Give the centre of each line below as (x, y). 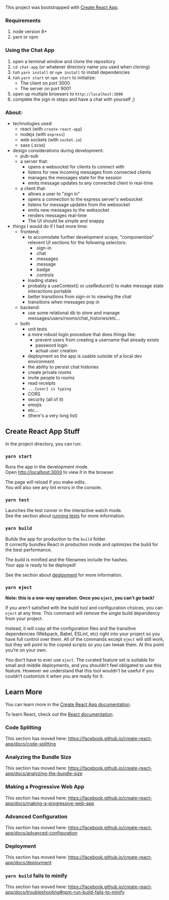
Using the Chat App (30, 50)
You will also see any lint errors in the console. (54, 487)
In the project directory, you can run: (43, 444)
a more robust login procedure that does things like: (82, 334)
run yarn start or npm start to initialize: (54, 77)
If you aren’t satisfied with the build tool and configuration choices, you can (84, 607)
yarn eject (19, 587)
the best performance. (29, 550)
